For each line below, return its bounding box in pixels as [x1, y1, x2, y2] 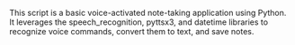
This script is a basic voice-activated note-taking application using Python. [9, 8, 287, 18]
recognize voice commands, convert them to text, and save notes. [9, 26, 255, 36]
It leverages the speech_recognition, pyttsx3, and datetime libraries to [9, 17, 268, 27]
